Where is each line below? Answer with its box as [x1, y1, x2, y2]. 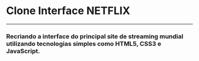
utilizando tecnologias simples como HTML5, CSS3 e [6, 39, 162, 48]
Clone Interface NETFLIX [6, 4, 130, 18]
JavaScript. [6, 47, 40, 55]
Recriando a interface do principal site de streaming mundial [6, 32, 184, 40]
